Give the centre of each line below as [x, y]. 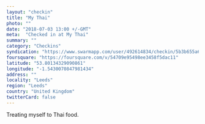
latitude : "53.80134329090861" [46, 63]
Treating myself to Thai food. [43, 114]
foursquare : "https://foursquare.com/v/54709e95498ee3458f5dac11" [92, 57]
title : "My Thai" [28, 18]
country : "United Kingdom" [41, 92]
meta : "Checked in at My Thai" [47, 35]
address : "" [21, 75]
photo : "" [19, 23]
